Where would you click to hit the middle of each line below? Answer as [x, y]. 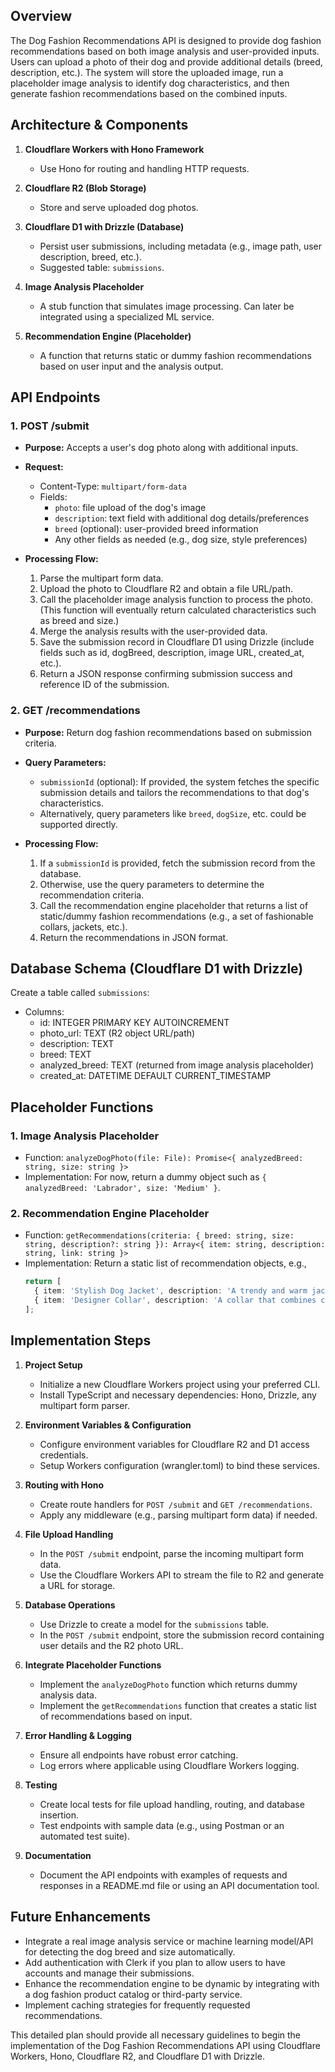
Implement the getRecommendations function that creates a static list [178, 1705]
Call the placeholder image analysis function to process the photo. [176, 600]
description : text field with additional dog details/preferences [182, 518]
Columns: [44, 1012]
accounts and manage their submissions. [109, 1973]
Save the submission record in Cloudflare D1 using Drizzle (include [177, 642]
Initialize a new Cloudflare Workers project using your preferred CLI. [180, 1384]
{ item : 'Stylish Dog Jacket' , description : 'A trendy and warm [171, 1291]
